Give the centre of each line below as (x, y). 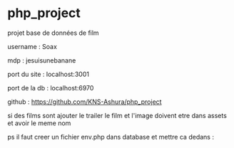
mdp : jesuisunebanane (42, 60)
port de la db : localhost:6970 (51, 88)
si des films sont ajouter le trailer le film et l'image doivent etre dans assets (117, 115)
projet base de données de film (53, 33)
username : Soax (32, 46)
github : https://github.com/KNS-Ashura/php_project (85, 102)
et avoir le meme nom (39, 123)
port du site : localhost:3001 (48, 74)
